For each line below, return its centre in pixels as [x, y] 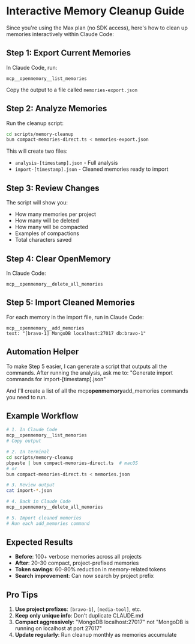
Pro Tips [22, 594]
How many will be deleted [47, 221]
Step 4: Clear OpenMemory [58, 259]
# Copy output [24, 441]
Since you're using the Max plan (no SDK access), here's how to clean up [97, 28]
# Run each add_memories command [48, 523]
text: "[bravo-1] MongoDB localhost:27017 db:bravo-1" [76, 333]
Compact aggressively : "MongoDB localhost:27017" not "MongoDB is [102, 622]
